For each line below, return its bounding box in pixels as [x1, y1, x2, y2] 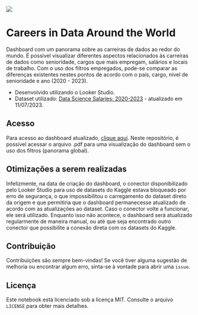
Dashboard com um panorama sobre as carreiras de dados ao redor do [6, 46, 180, 53]
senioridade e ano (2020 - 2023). [6, 77, 88, 84]
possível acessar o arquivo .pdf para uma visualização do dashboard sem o [6, 141, 191, 148]
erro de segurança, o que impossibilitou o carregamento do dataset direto [6, 192, 187, 199]
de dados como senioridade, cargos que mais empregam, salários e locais [6, 58, 188, 65]
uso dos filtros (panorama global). [6, 147, 89, 154]
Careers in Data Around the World [6, 26, 176, 40]
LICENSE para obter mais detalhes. [6, 303, 89, 310]
